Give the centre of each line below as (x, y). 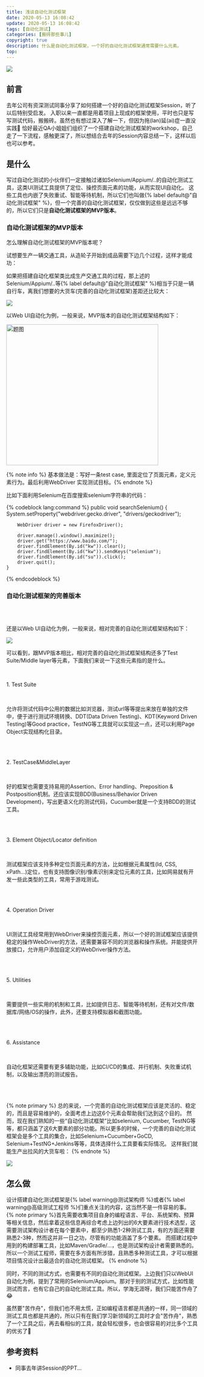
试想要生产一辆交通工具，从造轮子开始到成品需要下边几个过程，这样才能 (97, 255)
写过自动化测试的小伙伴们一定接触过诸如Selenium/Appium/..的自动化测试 (97, 180)
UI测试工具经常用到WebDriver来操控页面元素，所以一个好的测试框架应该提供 (102, 934)
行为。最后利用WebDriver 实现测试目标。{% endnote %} (82, 482)
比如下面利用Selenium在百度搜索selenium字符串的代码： (77, 495)
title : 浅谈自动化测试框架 (36, 12)
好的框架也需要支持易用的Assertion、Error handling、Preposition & (90, 786)
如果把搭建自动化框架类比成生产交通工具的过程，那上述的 (78, 275)
